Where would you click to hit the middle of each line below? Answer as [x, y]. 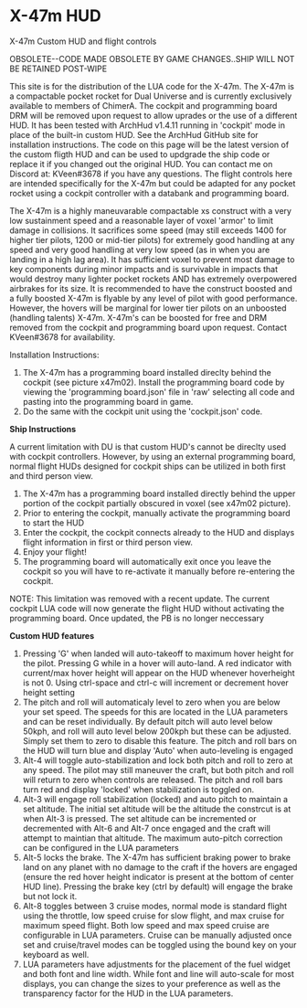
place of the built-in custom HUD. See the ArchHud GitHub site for [134, 134]
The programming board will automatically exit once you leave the [147, 561]
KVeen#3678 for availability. [63, 337]
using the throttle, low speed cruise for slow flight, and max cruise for [153, 916]
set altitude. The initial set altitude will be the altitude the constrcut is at [157, 809]
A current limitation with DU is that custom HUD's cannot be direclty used [148, 446]
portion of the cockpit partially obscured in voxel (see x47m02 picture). [157, 503]
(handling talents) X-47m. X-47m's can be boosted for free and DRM [138, 317]
